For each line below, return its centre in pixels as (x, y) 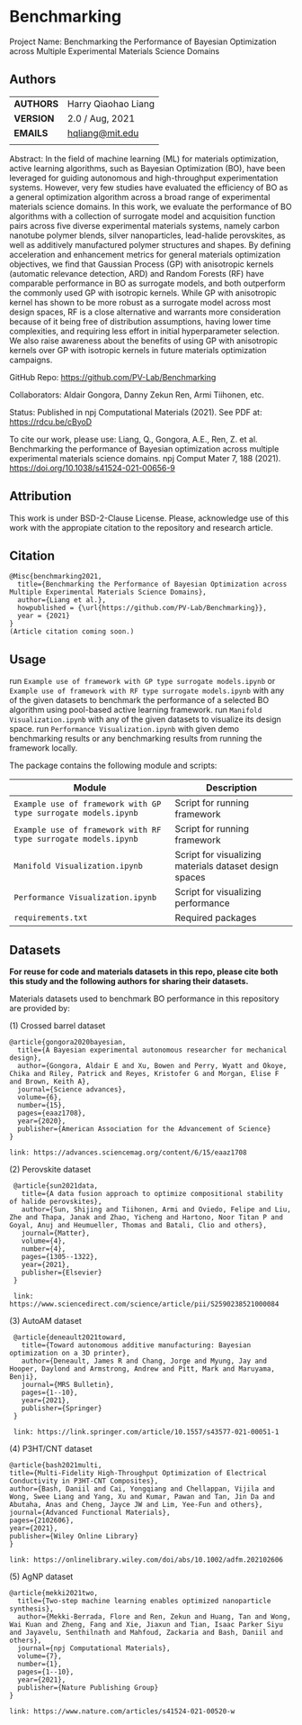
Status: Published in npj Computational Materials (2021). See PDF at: (136, 412)
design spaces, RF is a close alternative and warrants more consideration (145, 312)
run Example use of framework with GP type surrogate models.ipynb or (142, 681)
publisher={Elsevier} (62, 1273)
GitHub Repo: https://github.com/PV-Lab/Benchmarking (113, 377)
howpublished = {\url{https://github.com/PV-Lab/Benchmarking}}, (142, 608)
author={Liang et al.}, (62, 600)
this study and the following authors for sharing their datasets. (129, 981)
